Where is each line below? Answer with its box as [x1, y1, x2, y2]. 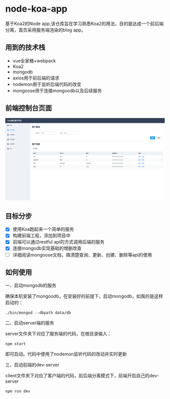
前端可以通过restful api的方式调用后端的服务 [12, 239, 105, 245]
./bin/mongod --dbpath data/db [5, 311, 71, 316]
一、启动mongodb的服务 [5, 283, 57, 289]
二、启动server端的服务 [5, 320, 55, 326]
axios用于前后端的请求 [12, 75, 60, 81]
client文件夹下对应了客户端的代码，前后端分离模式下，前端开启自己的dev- [5, 373, 159, 379]
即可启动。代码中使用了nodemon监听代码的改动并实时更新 [5, 351, 127, 357]
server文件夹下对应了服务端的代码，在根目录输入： [5, 331, 112, 337]
